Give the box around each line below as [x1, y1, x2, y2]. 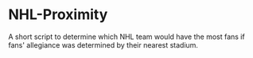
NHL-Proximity [8, 6, 108, 24]
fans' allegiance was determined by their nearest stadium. [8, 40, 199, 49]
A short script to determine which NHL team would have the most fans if [8, 32, 245, 41]
